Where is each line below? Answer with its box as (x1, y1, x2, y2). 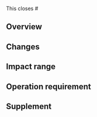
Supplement (6, 101, 51, 111)
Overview (6, 22, 43, 32)
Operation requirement (6, 81, 92, 91)
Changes (6, 42, 40, 51)
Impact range (6, 61, 56, 72)
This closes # (6, 5, 39, 12)
